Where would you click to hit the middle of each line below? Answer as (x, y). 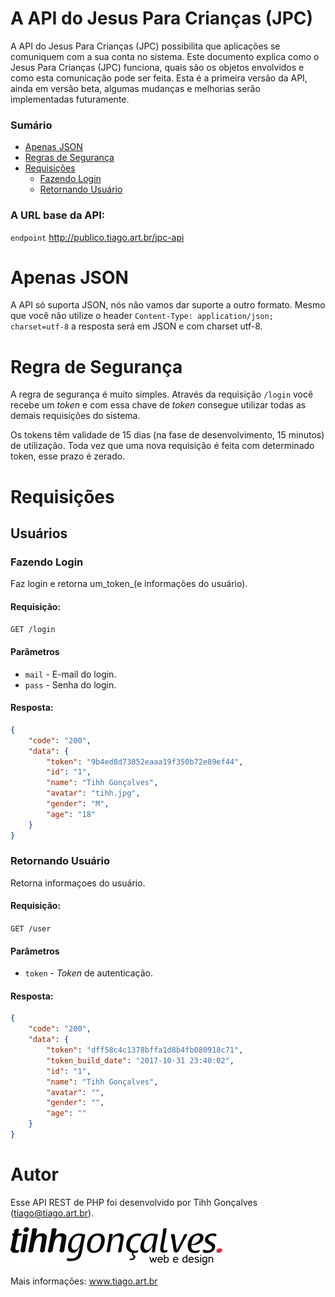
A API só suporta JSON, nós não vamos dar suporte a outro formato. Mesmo (168, 305)
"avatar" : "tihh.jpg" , (93, 793)
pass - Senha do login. (70, 684)
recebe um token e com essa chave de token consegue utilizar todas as (158, 405)
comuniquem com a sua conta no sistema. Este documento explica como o (165, 56)
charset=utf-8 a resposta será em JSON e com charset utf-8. (136, 326)
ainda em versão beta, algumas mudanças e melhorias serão (135, 88)
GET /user (31, 929)
